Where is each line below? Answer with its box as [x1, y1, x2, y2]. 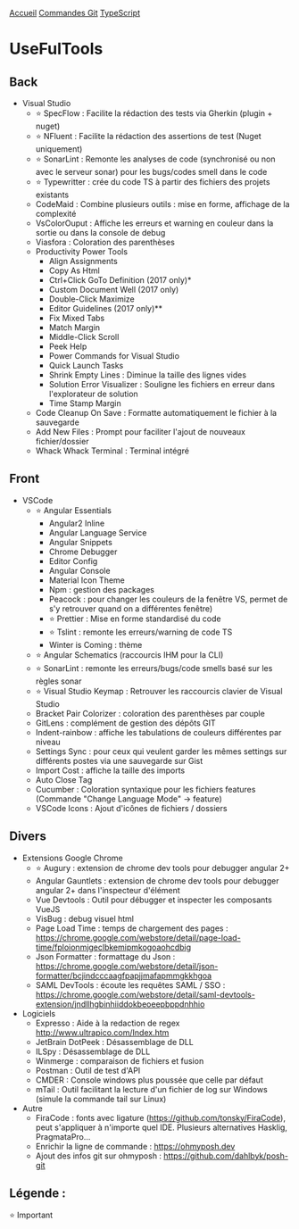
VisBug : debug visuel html [35, 913, 135, 924]
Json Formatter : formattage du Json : [35, 951, 176, 962]
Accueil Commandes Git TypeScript [9, 8, 141, 18]
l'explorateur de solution [48, 388, 138, 399]
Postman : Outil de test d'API [35, 1065, 141, 1075]
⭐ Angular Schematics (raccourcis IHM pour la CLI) [35, 649, 224, 660]
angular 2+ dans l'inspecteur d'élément [35, 884, 180, 895]
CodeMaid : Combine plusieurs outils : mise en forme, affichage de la [35, 199, 290, 209]
